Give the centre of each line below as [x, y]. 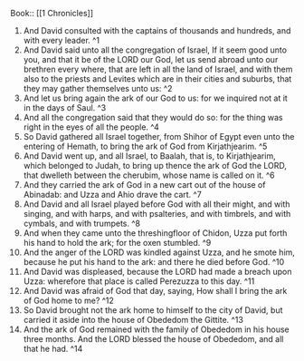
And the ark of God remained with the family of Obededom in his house [156, 329]
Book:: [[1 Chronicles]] [52, 13]
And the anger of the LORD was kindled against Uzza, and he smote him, [159, 252]
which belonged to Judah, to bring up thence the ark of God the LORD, [155, 166]
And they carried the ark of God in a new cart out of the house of [144, 185]
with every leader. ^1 [62, 40]
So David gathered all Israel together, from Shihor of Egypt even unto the [159, 137]
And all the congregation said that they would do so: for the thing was [153, 117]
